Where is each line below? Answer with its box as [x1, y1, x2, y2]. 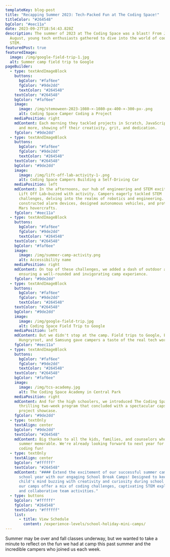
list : [14, 512, 26, 517]
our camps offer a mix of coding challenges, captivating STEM [18, 484, 155, 489]
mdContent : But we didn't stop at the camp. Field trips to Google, [14, 333, 162, 338]
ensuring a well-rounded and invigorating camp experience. [18, 271, 148, 276]
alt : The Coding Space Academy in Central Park [18, 389, 121, 395]
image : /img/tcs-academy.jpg [18, 385, 80, 390]
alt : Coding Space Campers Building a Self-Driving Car [18, 177, 139, 183]
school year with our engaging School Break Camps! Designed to [18, 474, 157, 479]
